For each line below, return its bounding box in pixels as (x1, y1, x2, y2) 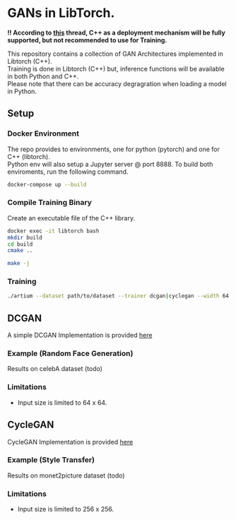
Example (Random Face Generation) (7, 348, 134, 358)
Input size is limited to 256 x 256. (17, 505, 114, 514)
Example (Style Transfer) (7, 455, 95, 465)
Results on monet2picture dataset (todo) (7, 471, 125, 480)
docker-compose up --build (7, 181, 87, 188)
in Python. (7, 87, 37, 95)
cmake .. (7, 247, 33, 254)
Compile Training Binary (7, 198, 92, 208)
